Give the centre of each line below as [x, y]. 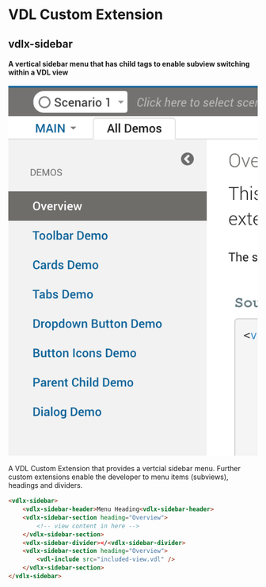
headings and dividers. [46, 485]
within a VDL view [38, 72]
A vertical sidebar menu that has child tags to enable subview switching [129, 64]
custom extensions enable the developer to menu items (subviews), [118, 477]
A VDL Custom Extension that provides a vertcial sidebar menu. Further [125, 469]
